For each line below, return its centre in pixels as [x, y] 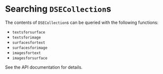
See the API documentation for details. [44, 67]
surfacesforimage [30, 48]
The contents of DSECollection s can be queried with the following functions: [82, 22]
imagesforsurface [30, 58]
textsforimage [26, 37]
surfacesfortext [29, 42]
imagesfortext [26, 53]
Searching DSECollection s [58, 9]
